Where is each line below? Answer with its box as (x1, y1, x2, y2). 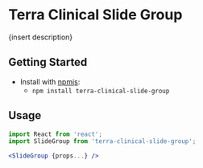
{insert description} (8, 32, 73, 42)
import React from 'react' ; (8, 130, 103, 138)
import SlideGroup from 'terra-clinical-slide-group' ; (8, 137, 197, 145)
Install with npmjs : (19, 76, 81, 86)
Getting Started (8, 55, 88, 69)
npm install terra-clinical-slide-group (31, 87, 170, 95)
